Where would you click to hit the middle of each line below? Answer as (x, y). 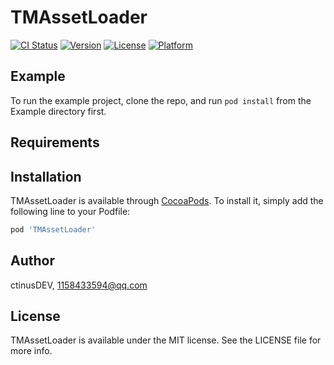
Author (32, 261)
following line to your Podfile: (70, 211)
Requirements (55, 142)
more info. (31, 351)
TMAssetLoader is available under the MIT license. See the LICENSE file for (166, 340)
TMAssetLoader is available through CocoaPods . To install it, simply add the (167, 200)
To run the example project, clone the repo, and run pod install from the (161, 100)
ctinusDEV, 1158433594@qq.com (79, 285)
